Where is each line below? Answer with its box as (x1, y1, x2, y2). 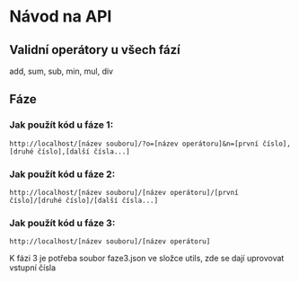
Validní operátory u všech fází (9, 42, 181, 57)
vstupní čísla (9, 262, 57, 273)
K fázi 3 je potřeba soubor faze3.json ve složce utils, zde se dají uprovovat (9, 253, 285, 264)
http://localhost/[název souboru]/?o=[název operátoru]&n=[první (9, 139, 259, 148)
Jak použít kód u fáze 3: (9, 216, 116, 229)
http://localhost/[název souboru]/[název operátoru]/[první (9, 188, 240, 197)
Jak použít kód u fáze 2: (9, 168, 116, 181)
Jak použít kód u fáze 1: (9, 119, 114, 131)
